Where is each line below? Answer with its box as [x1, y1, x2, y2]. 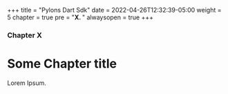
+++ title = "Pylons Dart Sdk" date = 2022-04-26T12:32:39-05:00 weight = [7, 6, 222, 14]
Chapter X [7, 30, 43, 40]
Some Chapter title [7, 56, 117, 72]
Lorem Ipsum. [7, 79, 47, 87]
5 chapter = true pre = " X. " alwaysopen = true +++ [7, 13, 154, 21]
